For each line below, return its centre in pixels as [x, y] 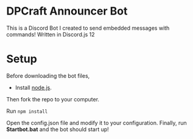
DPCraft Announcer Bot [67, 11]
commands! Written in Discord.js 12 [51, 34]
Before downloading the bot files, [48, 76]
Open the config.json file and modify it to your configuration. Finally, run [96, 123]
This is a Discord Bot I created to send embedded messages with [88, 28]
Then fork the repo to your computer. [53, 99]
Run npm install [27, 111]
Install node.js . [33, 87]
